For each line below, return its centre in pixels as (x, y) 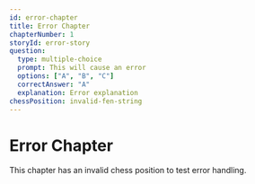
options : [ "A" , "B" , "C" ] (66, 76)
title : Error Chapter (50, 26)
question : (28, 51)
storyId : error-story (50, 43)
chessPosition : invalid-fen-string (76, 101)
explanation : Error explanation (78, 92)
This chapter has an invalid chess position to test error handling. (128, 171)
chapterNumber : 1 (42, 34)
